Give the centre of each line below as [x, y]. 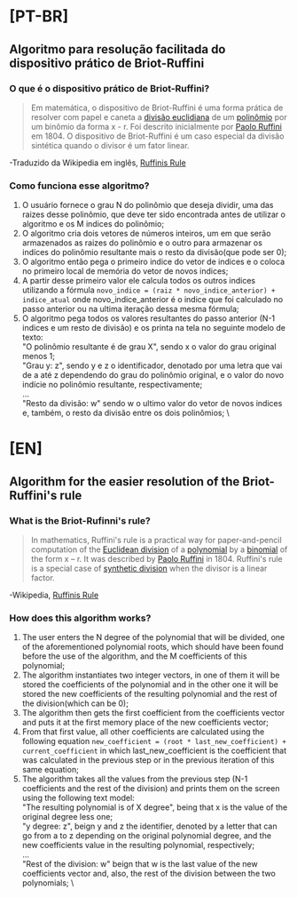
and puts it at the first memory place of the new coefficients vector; [145, 723]
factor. [43, 578]
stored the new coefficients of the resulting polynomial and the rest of [149, 694]
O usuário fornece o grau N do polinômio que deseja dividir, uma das [148, 205]
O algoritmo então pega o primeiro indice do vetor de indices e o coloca [153, 262]
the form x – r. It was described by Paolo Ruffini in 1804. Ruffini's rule [157, 559]
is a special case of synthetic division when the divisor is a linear [149, 569]
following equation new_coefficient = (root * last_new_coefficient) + [154, 741]
